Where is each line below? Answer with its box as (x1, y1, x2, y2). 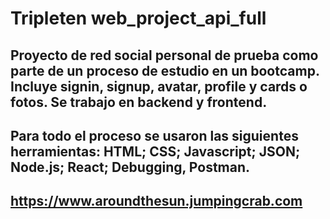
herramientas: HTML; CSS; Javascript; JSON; (10, 143, 301, 160)
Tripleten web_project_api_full (10, 7, 267, 30)
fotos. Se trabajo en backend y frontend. (10, 93, 268, 111)
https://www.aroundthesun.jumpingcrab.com (10, 193, 303, 210)
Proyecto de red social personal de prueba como (10, 47, 319, 64)
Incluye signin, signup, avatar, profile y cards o (10, 78, 308, 95)
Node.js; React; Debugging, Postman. (10, 158, 251, 176)
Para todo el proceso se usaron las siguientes (10, 127, 299, 144)
